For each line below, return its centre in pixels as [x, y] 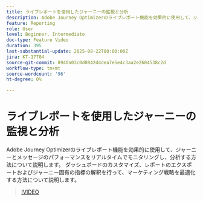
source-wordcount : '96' [36, 74]
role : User [20, 29]
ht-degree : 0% [24, 79]
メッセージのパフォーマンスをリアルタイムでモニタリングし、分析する [104, 157]
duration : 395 [24, 46]
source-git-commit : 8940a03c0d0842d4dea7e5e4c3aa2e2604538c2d [86, 62]
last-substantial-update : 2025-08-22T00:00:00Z [67, 51]
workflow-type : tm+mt [34, 68]
